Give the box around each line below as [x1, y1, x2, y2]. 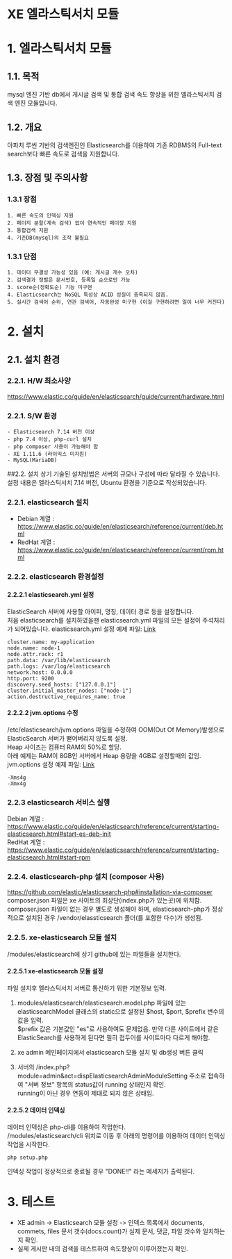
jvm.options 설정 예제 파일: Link [7, 760, 95, 768]
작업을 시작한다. [7, 1140, 51, 1149]
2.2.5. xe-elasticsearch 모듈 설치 [7, 932, 117, 942]
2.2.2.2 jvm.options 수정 [7, 709, 78, 717]
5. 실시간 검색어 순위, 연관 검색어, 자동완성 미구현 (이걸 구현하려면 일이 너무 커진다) [7, 298, 225, 306]
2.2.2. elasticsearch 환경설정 [7, 572, 104, 582]
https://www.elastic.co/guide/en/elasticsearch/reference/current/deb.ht [17, 522, 224, 531]
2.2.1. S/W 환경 [7, 411, 58, 420]
